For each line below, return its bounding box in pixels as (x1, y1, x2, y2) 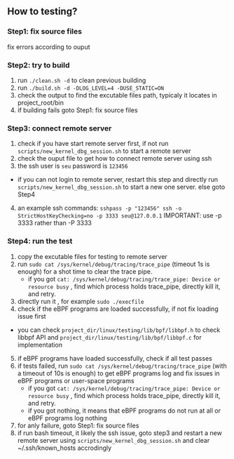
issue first (17, 312, 47, 320)
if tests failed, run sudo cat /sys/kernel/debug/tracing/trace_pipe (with (17, 361, 228, 370)
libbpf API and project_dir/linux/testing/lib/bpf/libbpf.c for (17, 333, 202, 341)
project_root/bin (17, 98, 64, 107)
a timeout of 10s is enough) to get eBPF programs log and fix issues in (17, 368, 220, 378)
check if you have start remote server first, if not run (17, 140, 169, 148)
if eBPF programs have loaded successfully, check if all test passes (17, 354, 212, 362)
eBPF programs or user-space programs (17, 376, 135, 385)
